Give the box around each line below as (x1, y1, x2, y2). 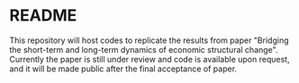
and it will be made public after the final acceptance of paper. (9, 63, 237, 74)
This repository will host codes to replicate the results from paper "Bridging (9, 35, 289, 46)
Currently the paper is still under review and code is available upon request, (9, 54, 290, 64)
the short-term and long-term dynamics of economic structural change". (9, 44, 278, 54)
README (9, 5, 77, 26)
